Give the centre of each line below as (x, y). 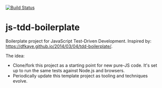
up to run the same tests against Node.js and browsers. (68, 70)
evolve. (20, 81)
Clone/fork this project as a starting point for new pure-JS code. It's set (85, 65)
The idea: (15, 56)
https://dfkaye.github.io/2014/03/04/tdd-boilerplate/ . (59, 46)
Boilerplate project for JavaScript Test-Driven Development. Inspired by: (79, 41)
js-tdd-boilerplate (43, 28)
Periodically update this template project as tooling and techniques (80, 76)
